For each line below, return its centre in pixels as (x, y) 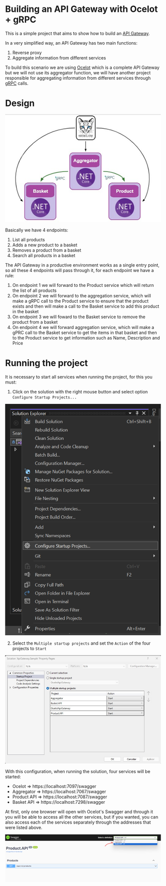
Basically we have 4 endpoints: (37, 230)
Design (20, 103)
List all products (29, 239)
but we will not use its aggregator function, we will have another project (78, 72)
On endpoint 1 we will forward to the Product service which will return (83, 285)
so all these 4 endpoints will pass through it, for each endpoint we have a (80, 270)
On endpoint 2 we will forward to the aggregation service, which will (82, 295)
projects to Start (29, 649)
